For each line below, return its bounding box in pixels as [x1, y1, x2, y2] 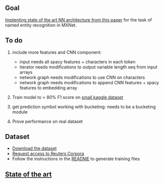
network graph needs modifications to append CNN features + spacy [19, 79, 159, 85]
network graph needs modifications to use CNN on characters [19, 74, 145, 80]
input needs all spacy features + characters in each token [19, 59, 136, 65]
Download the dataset [12, 145, 57, 151]
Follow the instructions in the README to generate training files [12, 156, 140, 162]
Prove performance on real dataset [12, 118, 83, 124]
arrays [19, 69, 33, 75]
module [12, 109, 28, 114]
